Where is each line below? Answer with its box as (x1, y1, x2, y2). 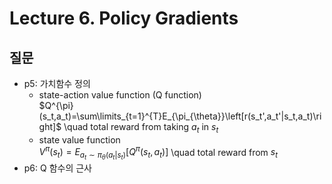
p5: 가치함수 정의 (23, 78, 91, 89)
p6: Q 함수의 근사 (23, 162, 93, 174)
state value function (38, 133, 121, 146)
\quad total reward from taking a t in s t (63, 121, 219, 135)
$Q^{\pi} (38, 100, 74, 111)
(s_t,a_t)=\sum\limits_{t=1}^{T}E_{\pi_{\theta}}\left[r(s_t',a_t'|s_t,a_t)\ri (38, 110, 322, 122)
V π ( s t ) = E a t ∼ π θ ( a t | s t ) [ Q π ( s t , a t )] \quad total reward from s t (38, 144, 278, 162)
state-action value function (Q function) (38, 89, 202, 101)
